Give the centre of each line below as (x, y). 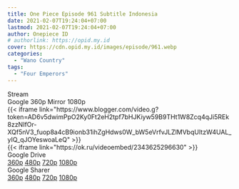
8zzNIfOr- (22, 124)
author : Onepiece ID (38, 34)
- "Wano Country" (40, 61)
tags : (15, 67)
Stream (18, 94)
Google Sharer (29, 170)
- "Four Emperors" (41, 73)
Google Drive (27, 155)
